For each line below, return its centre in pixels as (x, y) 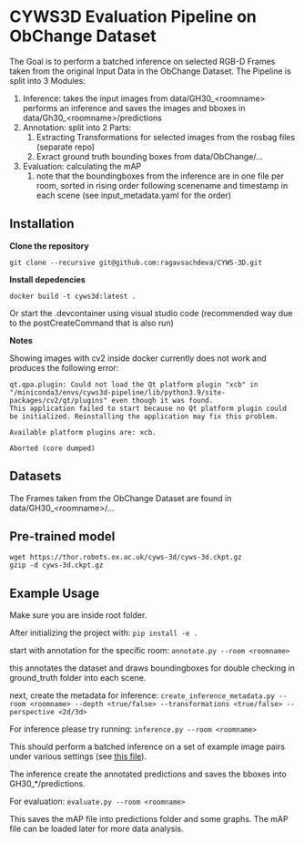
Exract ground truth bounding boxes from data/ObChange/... (150, 156)
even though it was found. (162, 400)
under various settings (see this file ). (78, 756)
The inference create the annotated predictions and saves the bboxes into (148, 774)
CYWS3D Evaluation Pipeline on (133, 17)
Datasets (35, 476)
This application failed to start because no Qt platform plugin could (148, 408)
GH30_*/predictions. (47, 784)
